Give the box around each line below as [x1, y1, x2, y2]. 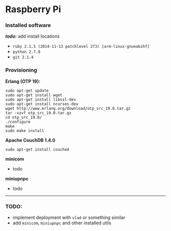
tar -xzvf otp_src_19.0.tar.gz [5, 110, 72, 115]
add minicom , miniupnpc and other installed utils [12, 220, 111, 226]
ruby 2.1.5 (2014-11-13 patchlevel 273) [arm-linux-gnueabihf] [12, 44, 150, 49]
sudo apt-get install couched [5, 147, 70, 152]
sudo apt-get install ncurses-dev [5, 101, 79, 106]
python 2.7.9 [12, 49, 41, 54]
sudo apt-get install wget [5, 93, 63, 98]
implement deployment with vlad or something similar [12, 215, 126, 221]
